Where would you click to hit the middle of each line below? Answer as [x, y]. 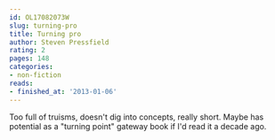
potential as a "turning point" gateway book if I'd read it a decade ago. [138, 126]
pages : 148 [29, 58]
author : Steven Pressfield [59, 42]
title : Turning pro [45, 34]
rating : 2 [28, 51]
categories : [31, 67]
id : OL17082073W [39, 17]
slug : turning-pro [43, 26]
